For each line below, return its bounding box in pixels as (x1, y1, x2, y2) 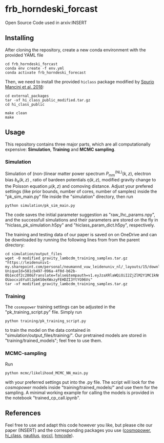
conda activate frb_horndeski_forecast (5, 70, 86, 75)
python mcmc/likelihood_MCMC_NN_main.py (5, 370, 89, 375)
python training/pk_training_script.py (5, 319, 86, 324)
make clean (5, 110, 27, 116)
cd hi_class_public (5, 102, 45, 107)
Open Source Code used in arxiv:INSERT (5, 20, 87, 25)
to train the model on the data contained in (5, 327, 91, 333)
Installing (5, 34, 34, 42)
